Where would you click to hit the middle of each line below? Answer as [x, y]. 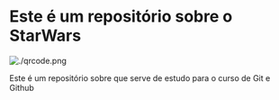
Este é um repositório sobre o [121, 17]
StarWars [45, 36]
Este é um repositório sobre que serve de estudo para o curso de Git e [140, 77]
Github [22, 87]
